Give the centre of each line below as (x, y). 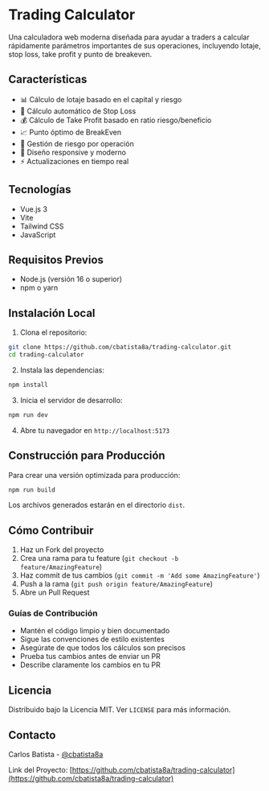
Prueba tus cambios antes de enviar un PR (90, 657)
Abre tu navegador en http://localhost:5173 (95, 430)
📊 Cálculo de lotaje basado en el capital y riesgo (101, 99)
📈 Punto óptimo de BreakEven (71, 132)
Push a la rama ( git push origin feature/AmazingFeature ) (116, 584)
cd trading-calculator (46, 355)
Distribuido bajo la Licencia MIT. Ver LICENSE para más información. (120, 710)
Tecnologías (40, 190)
